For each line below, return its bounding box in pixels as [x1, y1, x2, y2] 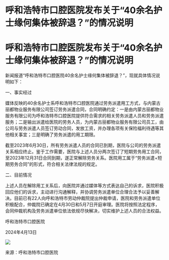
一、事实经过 [5, 89, 32, 96]
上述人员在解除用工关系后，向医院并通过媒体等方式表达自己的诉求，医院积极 [5, 182, 164, 189]
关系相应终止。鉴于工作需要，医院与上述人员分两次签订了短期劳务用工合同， [5, 149, 164, 155]
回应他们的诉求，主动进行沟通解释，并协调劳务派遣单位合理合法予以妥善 [5, 189, 155, 195]
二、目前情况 [5, 172, 32, 178]
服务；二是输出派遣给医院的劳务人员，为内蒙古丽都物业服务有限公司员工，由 [5, 119, 164, 125]
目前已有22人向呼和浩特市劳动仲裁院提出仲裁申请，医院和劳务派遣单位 [14, 195, 161, 202]
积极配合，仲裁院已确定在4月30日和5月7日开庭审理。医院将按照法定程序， [5, 202, 160, 208]
